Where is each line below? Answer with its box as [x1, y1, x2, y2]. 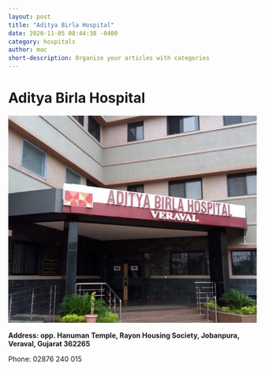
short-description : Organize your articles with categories [8, 54, 211, 62]
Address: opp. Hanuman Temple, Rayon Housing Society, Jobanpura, [8, 331, 240, 340]
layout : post [8, 13, 51, 20]
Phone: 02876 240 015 [8, 354, 83, 364]
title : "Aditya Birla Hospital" [8, 20, 114, 29]
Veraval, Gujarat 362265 [8, 339, 91, 348]
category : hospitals [8, 38, 77, 46]
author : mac [8, 46, 47, 54]
